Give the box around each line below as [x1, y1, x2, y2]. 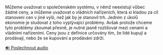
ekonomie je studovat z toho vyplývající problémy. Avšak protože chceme [5, 19, 152, 25]
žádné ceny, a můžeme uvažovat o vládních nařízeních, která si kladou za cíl [5, 9, 159, 15]
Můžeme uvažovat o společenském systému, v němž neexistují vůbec [5, 4, 145, 10]
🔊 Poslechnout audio [5, 45, 49, 51]
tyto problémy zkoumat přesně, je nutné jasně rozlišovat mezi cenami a [5, 25, 148, 31]
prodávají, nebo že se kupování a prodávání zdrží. [5, 35, 105, 41]
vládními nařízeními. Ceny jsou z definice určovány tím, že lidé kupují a [5, 30, 147, 36]
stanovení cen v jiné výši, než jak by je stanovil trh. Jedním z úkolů [5, 15, 138, 20]
